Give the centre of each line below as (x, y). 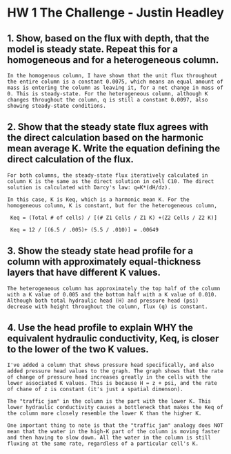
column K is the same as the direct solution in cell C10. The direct (111, 181)
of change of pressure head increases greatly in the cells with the (109, 377)
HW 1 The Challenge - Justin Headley (115, 13)
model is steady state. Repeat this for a (92, 49)
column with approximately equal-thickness (104, 262)
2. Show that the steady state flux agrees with (108, 127)
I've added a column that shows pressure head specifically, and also (111, 365)
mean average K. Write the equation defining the (114, 149)
